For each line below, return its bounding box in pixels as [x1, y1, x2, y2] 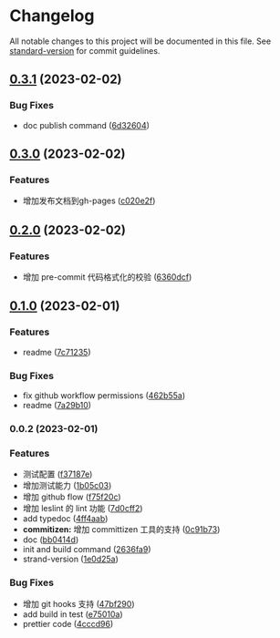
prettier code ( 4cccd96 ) [22, 618, 114, 629]
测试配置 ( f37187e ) [22, 468, 93, 479]
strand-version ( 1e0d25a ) [22, 553, 119, 565]
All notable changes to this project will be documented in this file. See [9, 36, 272, 46]
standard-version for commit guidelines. [9, 45, 161, 56]
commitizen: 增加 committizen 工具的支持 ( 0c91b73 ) [22, 524, 221, 535]
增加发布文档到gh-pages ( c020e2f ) [22, 195, 156, 206]
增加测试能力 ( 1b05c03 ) [22, 480, 112, 491]
